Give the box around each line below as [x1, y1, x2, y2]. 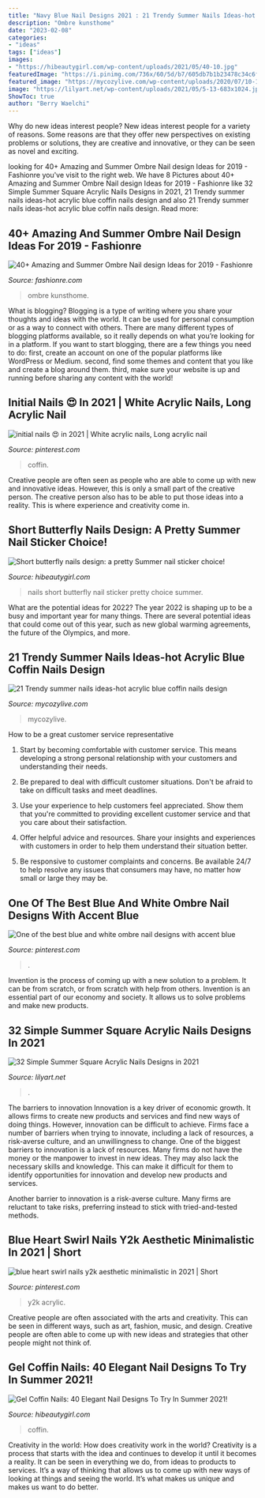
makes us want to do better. [8, 1482, 99, 1492]
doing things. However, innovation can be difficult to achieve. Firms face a [8, 1120, 249, 1129]
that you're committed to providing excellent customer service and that [19, 809, 251, 819]
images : [8, 56, 34, 64]
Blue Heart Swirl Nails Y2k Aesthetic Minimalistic [8, 1233, 255, 1247]
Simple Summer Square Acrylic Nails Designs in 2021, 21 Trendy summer [8, 187, 245, 197]
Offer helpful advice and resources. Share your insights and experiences [19, 833, 256, 842]
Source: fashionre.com [8, 275, 83, 284]
